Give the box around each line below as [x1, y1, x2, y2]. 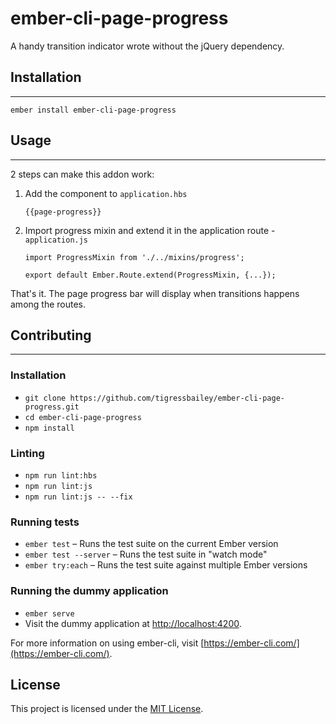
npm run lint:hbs [24, 470, 98, 481]
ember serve [24, 608, 75, 619]
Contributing [10, 327, 92, 344]
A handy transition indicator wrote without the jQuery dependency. [10, 40, 285, 52]
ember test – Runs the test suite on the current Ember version [24, 538, 279, 550]
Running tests [10, 515, 80, 529]
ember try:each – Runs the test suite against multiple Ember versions [24, 559, 308, 571]
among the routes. [10, 298, 87, 310]
